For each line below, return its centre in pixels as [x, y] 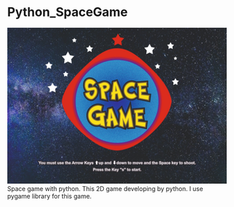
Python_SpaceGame [68, 12]
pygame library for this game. [49, 197]
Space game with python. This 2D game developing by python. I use [105, 189]
